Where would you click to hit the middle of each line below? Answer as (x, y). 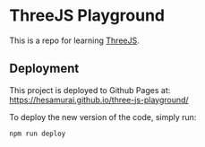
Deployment (44, 69)
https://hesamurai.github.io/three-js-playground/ (99, 99)
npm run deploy (38, 134)
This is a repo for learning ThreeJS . (75, 40)
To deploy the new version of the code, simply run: (103, 117)
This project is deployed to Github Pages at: (90, 90)
